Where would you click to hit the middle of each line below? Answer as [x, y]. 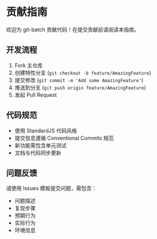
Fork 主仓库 [29, 65]
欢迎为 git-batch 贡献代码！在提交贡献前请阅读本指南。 [73, 30]
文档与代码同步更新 [38, 153]
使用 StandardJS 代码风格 [46, 130]
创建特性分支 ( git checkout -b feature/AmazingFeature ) [83, 73]
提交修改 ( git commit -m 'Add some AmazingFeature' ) [79, 80]
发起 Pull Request [36, 94]
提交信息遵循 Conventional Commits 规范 [64, 138]
